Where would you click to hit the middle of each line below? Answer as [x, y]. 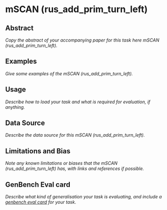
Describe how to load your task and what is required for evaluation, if [78, 102]
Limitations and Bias [38, 151]
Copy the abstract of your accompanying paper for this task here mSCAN [82, 40]
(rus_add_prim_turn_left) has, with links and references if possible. [75, 169]
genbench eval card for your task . [41, 202]
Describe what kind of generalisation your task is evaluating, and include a [83, 197]
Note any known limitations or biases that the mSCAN [61, 163]
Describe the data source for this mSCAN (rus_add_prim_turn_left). [75, 135]
